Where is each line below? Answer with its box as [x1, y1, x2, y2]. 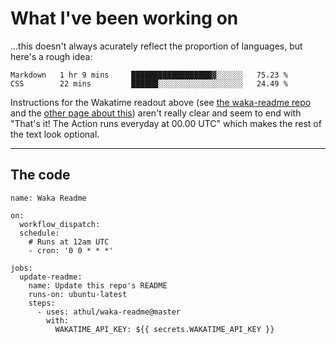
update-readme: [19, 272, 83, 282]
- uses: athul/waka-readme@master [36, 307, 182, 317]
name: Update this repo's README [28, 280, 168, 291]
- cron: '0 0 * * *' [28, 245, 114, 256]
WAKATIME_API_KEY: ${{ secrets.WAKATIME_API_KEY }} [54, 324, 275, 334]
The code [10, 167, 71, 184]
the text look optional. [10, 128, 100, 140]
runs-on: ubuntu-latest [28, 289, 128, 299]
